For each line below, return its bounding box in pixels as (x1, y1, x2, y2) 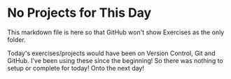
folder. (7, 35, 26, 43)
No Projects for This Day (7, 5, 152, 21)
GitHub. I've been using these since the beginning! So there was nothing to (7, 56, 224, 64)
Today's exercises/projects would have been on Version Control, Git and (7, 49, 216, 57)
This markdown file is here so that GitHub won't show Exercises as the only (7, 28, 225, 36)
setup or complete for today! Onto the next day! (7, 64, 145, 72)
